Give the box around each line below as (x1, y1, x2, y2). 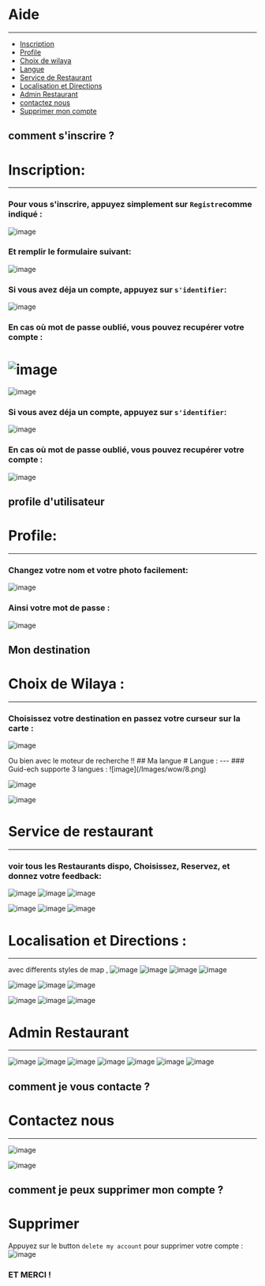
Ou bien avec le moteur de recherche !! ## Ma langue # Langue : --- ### (8, 756, 244, 766)
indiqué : (8, 209, 43, 220)
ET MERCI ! (8, 1269, 51, 1280)
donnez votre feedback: (8, 871, 103, 882)
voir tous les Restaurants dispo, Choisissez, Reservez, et (8, 861, 230, 872)
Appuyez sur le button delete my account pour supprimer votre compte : (8, 1241, 244, 1250)
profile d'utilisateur (8, 496, 105, 508)
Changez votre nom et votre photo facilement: (8, 564, 188, 575)
